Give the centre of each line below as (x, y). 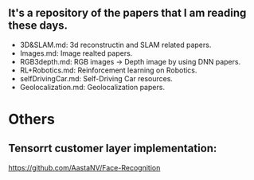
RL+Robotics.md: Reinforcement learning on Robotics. (108, 70)
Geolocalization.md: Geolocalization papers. (92, 87)
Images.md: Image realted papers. (76, 53)
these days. (38, 26)
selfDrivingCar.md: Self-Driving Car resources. (96, 78)
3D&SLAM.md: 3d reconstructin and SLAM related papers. (115, 45)
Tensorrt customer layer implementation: (113, 149)
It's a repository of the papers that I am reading (127, 13)
